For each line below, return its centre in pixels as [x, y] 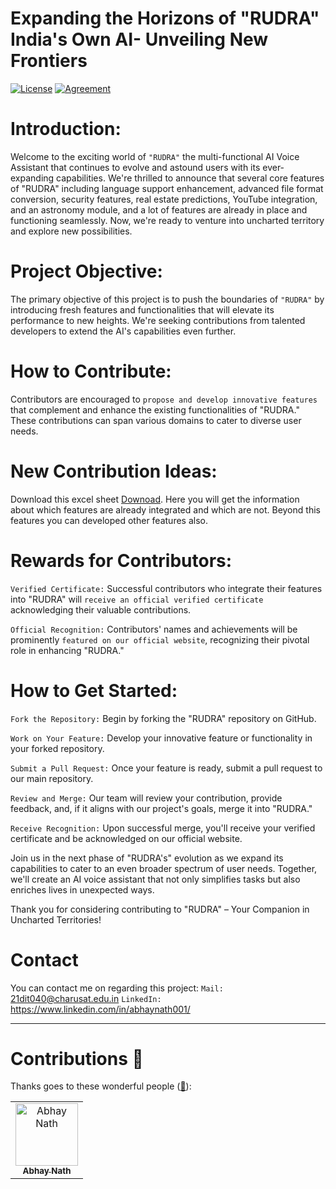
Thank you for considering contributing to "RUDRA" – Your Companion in [160, 909]
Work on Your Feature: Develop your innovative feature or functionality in [161, 738]
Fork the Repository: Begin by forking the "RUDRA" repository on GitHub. [163, 718]
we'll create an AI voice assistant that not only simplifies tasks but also [155, 879]
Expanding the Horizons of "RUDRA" [165, 18]
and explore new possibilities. [71, 231]
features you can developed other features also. [109, 520]
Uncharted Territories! [56, 919]
